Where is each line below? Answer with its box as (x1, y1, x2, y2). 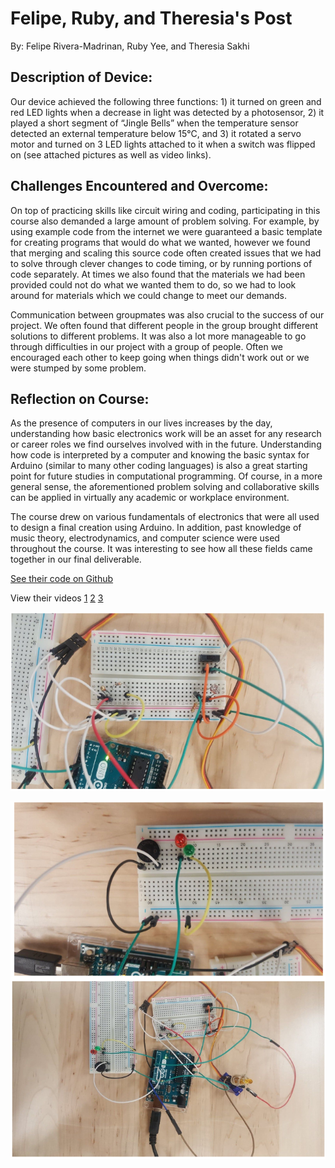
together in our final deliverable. (10, 553, 142, 566)
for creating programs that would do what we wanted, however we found (10, 236, 311, 248)
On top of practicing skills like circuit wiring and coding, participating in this (10, 204, 321, 216)
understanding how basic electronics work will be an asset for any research (10, 428, 322, 440)
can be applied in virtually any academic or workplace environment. (10, 492, 290, 504)
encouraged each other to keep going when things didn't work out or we (10, 351, 310, 363)
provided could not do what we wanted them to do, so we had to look (10, 278, 297, 291)
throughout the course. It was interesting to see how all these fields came (10, 543, 313, 555)
